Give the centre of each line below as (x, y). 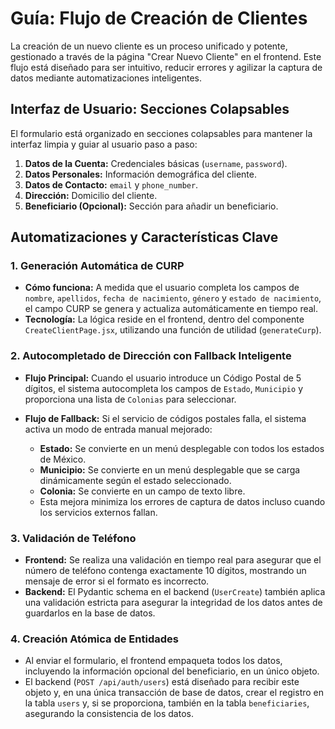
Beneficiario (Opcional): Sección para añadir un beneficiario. (151, 206)
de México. (63, 459)
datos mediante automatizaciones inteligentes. (106, 78)
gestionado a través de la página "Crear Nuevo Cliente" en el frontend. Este (166, 56)
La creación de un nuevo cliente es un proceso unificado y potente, (149, 46)
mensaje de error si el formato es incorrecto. (117, 581)
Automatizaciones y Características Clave (144, 237)
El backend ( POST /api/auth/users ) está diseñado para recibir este (162, 682)
